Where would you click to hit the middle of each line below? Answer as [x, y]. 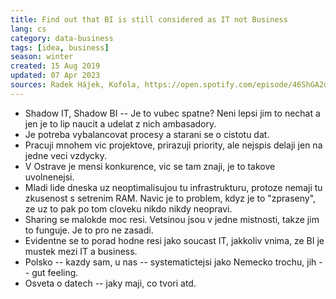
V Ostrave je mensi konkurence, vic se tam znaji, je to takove [150, 166]
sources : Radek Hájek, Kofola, [75, 85]
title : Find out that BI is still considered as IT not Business [149, 19]
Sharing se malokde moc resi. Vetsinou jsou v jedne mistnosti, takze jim [172, 219]
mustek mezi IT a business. [81, 251]
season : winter [42, 57]
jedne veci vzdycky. [65, 155]
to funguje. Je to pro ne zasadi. [89, 230]
